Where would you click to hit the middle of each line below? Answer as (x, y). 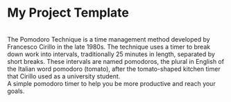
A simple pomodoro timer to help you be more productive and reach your (112, 83)
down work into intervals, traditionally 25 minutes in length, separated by (111, 54)
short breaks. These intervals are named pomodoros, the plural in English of (115, 61)
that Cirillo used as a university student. (64, 76)
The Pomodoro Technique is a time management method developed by (109, 39)
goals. (16, 91)
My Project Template (68, 13)
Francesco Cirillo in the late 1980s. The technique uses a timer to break (109, 46)
